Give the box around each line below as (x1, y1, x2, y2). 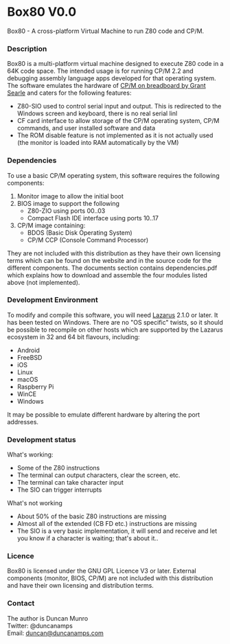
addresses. (7, 417, 39, 426)
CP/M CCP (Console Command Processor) (27, 235, 149, 244)
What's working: (7, 450, 54, 459)
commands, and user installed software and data (16, 124, 156, 133)
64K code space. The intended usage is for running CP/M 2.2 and (7, 67, 194, 76)
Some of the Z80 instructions (16, 464, 100, 472)
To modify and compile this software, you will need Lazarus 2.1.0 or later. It (7, 310, 218, 319)
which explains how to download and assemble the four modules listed (7, 271, 208, 279)
